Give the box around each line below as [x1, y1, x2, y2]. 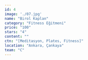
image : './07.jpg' [4, 12, 42, 16]
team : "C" [4, 47, 25, 52]
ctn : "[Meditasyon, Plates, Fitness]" [4, 39, 84, 44]
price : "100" [4, 25, 31, 30]
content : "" [4, 34, 29, 39]
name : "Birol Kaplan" [4, 16, 49, 21]
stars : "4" [4, 30, 27, 34]
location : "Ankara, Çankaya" [4, 43, 64, 48]
